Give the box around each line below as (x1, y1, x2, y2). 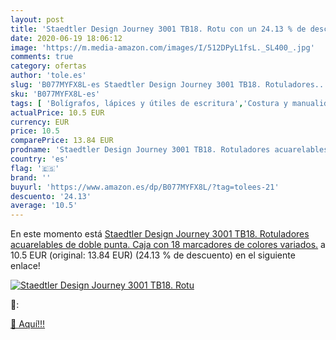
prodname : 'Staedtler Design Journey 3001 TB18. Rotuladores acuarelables (10, 145, 329, 155)
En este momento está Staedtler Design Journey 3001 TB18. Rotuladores (10, 228, 310, 240)
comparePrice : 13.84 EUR (10, 136, 114, 146)
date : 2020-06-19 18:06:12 (10, 33, 123, 43)
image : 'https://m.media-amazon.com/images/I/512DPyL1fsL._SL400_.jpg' (10, 42, 315, 53)
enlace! (10, 260, 41, 272)
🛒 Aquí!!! (10, 318, 46, 330)
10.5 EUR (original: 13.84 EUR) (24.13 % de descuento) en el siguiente (10, 249, 296, 261)
